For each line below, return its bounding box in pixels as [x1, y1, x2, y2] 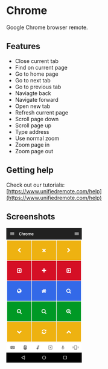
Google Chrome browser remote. [6, 24, 89, 31]
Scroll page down [14, 115, 59, 122]
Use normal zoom [14, 135, 59, 142]
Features [6, 41, 40, 52]
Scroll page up [14, 122, 52, 129]
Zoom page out [14, 147, 54, 155]
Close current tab [14, 57, 59, 64]
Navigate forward [14, 96, 59, 103]
